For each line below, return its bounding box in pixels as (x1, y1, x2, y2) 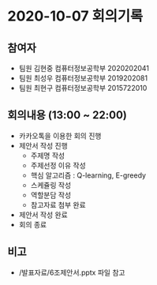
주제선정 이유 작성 (30, 160, 86, 170)
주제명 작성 (30, 151, 65, 160)
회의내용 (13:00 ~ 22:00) (7, 108, 128, 122)
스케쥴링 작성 (30, 180, 72, 189)
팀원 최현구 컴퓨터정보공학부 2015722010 (18, 84, 148, 92)
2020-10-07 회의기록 (7, 7, 144, 25)
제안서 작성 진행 (18, 141, 68, 150)
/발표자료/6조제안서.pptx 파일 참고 (18, 268, 125, 277)
